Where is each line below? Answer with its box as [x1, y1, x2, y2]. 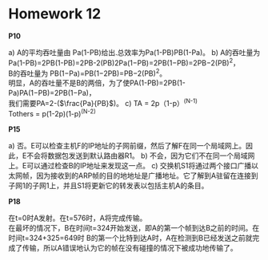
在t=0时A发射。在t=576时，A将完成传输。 [8, 213, 147, 223]
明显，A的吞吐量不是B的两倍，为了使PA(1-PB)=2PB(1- [8, 78, 186, 88]
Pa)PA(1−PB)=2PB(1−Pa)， [8, 89, 96, 98]
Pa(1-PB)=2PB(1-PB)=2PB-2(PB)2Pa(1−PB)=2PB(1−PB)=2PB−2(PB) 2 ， [8, 57, 240, 68]
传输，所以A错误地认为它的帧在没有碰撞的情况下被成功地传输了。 [22, 242, 238, 252]
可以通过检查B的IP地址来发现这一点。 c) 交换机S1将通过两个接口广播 [26, 160, 252, 170]
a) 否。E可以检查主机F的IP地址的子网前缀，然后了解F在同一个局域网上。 [8, 140, 246, 150]
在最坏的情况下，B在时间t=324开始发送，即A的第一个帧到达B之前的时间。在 [8, 223, 260, 232]
